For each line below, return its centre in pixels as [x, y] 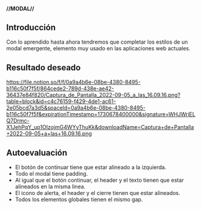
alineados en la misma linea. [50, 187]
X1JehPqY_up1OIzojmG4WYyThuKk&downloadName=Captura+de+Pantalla [100, 127]
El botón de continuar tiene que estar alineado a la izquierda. [90, 167]
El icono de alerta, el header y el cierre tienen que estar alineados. [97, 193]
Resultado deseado [44, 68]
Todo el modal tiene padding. [51, 174]
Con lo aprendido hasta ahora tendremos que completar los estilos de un [97, 42]
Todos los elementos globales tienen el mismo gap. [79, 199]
